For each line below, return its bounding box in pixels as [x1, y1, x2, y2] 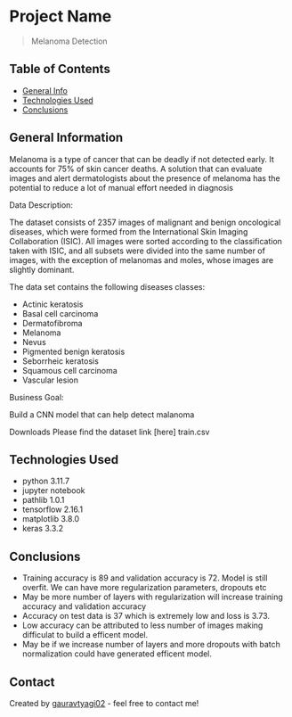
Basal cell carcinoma [21, 308, 99, 318]
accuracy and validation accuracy [21, 601, 147, 612]
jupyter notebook [21, 485, 85, 496]
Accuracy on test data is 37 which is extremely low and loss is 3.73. [21, 611, 270, 622]
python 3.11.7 [21, 475, 69, 487]
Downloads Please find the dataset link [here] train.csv [9, 426, 210, 437]
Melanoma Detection [30, 36, 109, 46]
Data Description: [9, 199, 74, 210]
